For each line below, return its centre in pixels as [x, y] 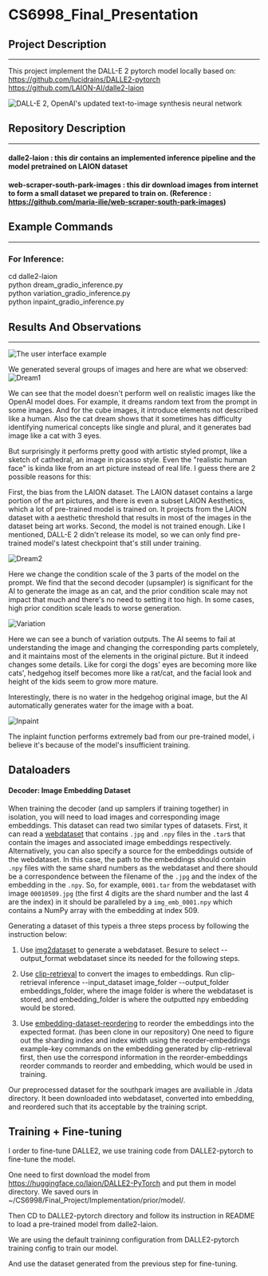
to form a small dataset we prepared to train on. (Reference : [110, 193]
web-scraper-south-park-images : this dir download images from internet [134, 185]
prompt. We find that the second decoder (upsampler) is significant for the [131, 582]
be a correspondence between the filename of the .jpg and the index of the [133, 876]
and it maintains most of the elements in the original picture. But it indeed [128, 656]
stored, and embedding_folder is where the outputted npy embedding [134, 999]
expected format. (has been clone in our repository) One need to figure [136, 1031]
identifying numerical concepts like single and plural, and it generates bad [130, 427]
